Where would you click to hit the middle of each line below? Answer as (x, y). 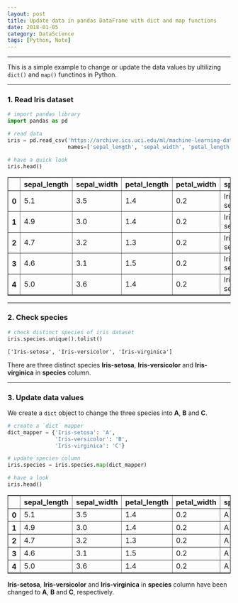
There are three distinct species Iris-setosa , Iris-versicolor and (100, 365)
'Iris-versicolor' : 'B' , (92, 439)
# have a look (28, 478)
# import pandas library (44, 114)
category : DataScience (41, 34)
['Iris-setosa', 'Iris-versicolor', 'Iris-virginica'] (90, 352)
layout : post (27, 14)
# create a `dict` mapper (45, 426)
